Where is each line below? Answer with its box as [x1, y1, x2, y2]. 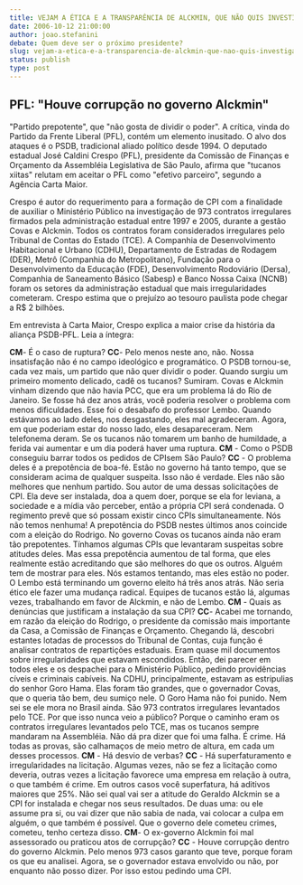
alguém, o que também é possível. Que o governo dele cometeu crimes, [9, 817, 278, 828]
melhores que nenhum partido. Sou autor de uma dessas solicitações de [9, 481, 279, 492]
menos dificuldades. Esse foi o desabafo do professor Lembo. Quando [9, 404, 272, 415]
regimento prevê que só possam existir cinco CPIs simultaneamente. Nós [9, 510, 281, 521]
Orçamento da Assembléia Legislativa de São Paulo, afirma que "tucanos [9, 159, 281, 170]
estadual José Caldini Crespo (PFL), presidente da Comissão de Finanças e [9, 150, 289, 161]
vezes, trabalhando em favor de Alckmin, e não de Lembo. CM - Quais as [9, 596, 282, 607]
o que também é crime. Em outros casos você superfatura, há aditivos [9, 778, 271, 789]
